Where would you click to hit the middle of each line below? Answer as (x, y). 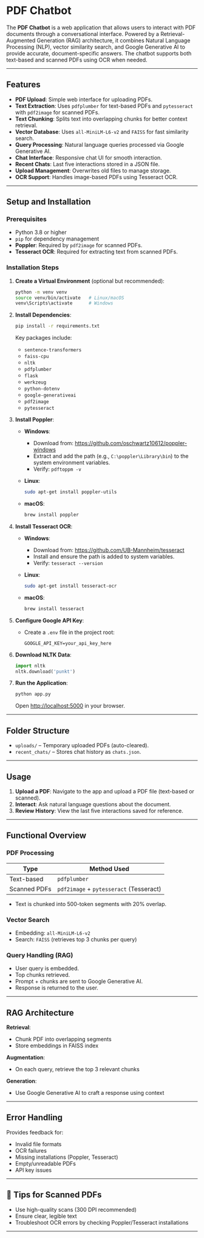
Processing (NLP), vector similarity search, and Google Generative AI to (96, 47)
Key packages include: (43, 338)
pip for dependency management (57, 239)
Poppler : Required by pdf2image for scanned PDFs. (79, 245)
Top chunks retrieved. (42, 975)
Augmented (21, 40)
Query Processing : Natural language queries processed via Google (100, 144)
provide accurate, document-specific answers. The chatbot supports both (99, 53)
